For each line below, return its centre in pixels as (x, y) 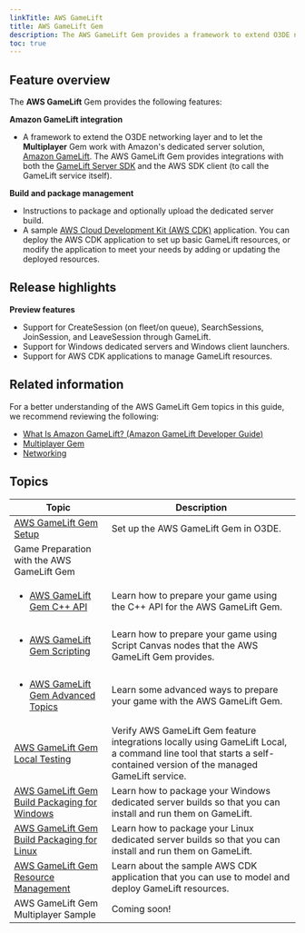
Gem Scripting (60, 650)
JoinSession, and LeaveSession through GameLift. (117, 336)
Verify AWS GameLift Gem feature (184, 730)
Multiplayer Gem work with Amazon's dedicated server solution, (143, 147)
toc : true (28, 43)
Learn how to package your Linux (182, 828)
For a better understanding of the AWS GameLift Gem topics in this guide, (147, 406)
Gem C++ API (59, 607)
